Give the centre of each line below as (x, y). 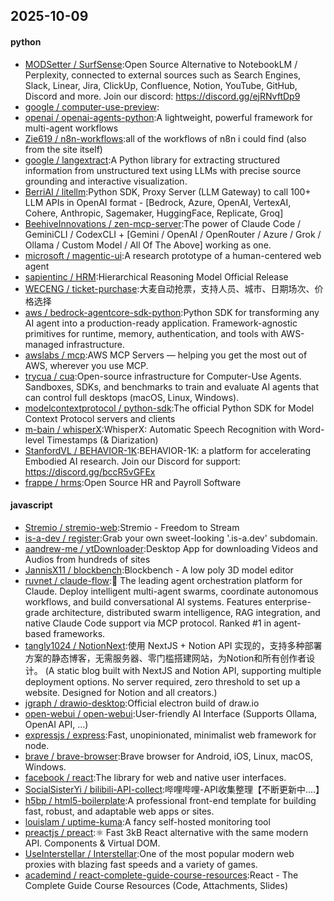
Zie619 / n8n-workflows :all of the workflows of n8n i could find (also (165, 138)
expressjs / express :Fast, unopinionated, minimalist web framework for (170, 735)
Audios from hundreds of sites (87, 559)
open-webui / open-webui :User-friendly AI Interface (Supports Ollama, (171, 713)
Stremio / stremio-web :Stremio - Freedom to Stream (132, 527)
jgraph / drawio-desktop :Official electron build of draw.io (142, 703)
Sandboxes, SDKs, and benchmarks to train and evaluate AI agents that (172, 386)
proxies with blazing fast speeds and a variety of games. (141, 864)
